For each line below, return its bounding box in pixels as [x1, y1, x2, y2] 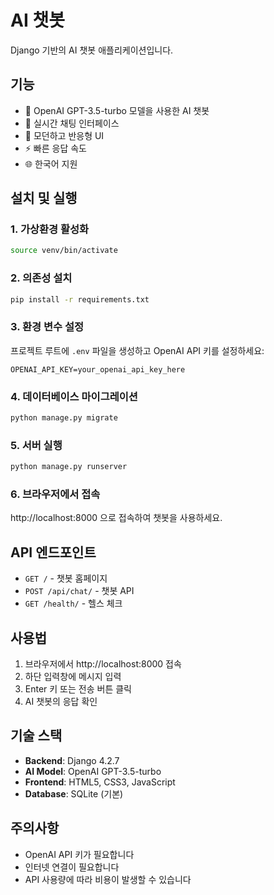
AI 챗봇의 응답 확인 [24, 696, 98, 708]
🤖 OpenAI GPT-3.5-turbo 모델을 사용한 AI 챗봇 [24, 104, 210, 116]
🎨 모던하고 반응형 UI [24, 129, 105, 141]
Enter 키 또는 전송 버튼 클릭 [24, 683, 132, 695]
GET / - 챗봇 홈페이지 [24, 572, 108, 585]
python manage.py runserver [10, 462, 128, 472]
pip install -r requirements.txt [10, 294, 150, 305]
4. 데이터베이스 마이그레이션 [10, 389, 138, 403]
